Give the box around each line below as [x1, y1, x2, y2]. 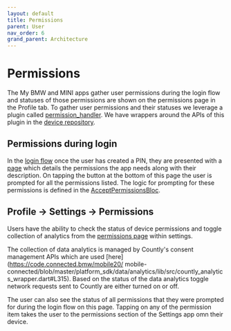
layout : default [7, 10, 54, 17]
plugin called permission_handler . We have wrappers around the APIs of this [7, 111, 225, 119]
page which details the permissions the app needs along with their [7, 163, 197, 172]
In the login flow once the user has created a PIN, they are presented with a [7, 156, 223, 165]
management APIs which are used [7, 252, 105, 260]
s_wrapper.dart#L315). [7, 274, 71, 283]
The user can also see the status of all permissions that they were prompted [7, 295, 224, 303]
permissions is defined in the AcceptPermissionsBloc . [7, 186, 160, 194]
